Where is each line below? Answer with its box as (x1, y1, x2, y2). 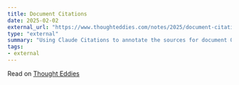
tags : (7, 43, 23, 50)
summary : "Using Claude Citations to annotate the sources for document (7, 37, 228, 44)
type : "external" (7, 30, 59, 38)
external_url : (7, 23, 50, 30)
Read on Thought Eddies (7, 69, 80, 78)
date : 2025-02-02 (7, 17, 59, 24)
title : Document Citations (7, 10, 87, 18)
